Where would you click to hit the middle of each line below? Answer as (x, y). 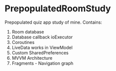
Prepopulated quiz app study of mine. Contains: (53, 22)
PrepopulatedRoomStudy (58, 9)
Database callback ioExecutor (42, 37)
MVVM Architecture (32, 58)
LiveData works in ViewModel (42, 47)
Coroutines (23, 42)
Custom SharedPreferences (40, 53)
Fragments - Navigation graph (43, 63)
